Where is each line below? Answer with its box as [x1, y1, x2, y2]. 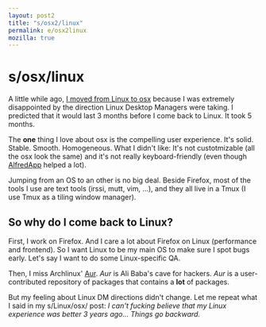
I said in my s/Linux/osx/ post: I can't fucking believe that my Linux [8, 301, 227, 310]
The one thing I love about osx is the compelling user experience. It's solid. [8, 135, 254, 144]
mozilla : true [8, 33, 56, 42]
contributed [8, 277, 47, 287]
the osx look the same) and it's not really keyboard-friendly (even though [8, 152, 248, 161]
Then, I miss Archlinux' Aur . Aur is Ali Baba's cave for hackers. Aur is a [8, 269, 239, 278]
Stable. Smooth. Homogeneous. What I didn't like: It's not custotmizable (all [8, 144, 256, 153]
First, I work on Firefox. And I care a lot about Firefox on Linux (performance [8, 237, 257, 246]
